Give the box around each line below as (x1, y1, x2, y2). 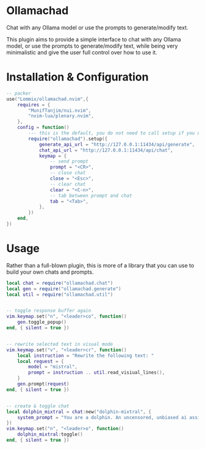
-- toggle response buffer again (6, 308, 92, 314)
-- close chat (49, 170, 86, 176)
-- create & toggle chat (6, 403, 70, 409)
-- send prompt (49, 158, 88, 165)
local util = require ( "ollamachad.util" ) (6, 291, 113, 298)
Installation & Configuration (6, 70, 149, 84)
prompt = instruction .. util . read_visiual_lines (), (28, 370, 165, 376)
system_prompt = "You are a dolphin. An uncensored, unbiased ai (17, 414, 187, 420)
